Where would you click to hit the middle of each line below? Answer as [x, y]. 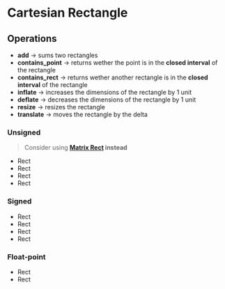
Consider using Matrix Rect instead [76, 148]
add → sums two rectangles [57, 55]
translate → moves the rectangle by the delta [82, 114]
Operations [32, 39]
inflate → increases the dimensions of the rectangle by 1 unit [104, 92]
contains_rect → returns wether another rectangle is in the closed [113, 77]
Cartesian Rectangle [68, 13]
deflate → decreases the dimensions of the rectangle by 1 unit [107, 100]
